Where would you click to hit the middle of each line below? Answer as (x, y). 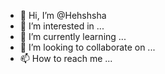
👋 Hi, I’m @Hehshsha (63, 15)
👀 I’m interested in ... (62, 26)
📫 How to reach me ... (66, 58)
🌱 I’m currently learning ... (73, 36)
